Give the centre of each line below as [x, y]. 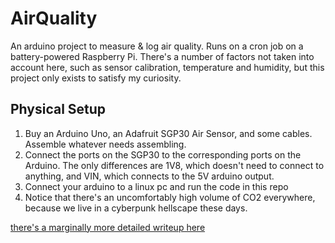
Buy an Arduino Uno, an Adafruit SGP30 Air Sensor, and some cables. [168, 133]
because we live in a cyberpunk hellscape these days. [136, 208]
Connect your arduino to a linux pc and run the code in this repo [156, 186]
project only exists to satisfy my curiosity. [96, 78]
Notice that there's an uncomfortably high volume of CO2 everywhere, [170, 197]
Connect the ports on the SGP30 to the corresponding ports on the [163, 154]
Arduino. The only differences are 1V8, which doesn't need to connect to [174, 165]
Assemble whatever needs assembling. [105, 144]
